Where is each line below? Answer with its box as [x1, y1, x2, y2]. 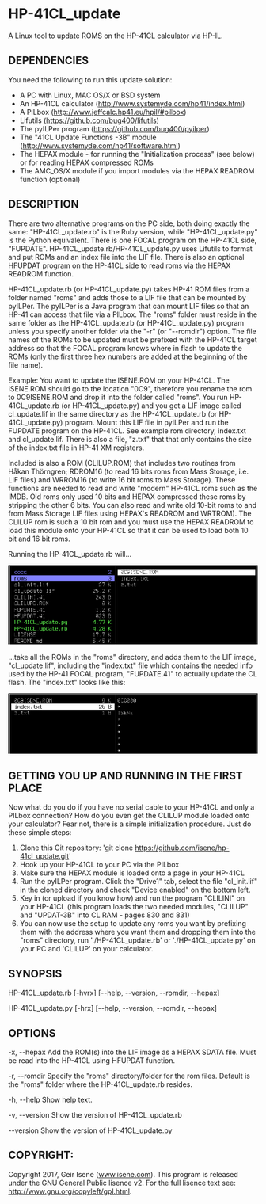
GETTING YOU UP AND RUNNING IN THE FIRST [8, 769, 243, 783]
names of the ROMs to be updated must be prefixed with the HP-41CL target [8, 334, 257, 345]
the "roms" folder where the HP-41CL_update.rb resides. [8, 1080, 192, 1089]
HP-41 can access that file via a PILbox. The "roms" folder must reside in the [8, 310, 258, 319]
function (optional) [19, 174, 81, 184]
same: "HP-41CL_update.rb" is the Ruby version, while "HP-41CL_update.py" [8, 227, 258, 236]
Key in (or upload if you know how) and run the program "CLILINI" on [19, 893, 245, 903]
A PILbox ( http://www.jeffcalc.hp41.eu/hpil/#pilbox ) [19, 107, 187, 116]
